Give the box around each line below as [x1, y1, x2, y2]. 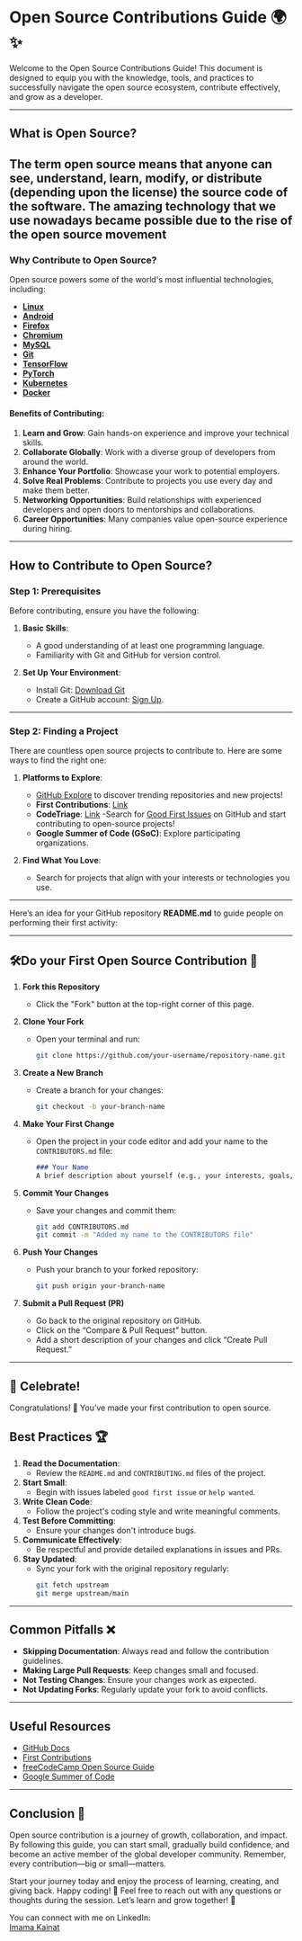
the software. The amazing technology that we [9, 199, 277, 214]
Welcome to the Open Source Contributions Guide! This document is [9, 62, 263, 73]
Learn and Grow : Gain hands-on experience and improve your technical [22, 428, 289, 439]
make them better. [22, 485, 90, 496]
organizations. [35, 837, 89, 848]
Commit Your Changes [22, 1187, 110, 1198]
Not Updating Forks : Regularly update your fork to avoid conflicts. [22, 1684, 268, 1695]
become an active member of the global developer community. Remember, [9, 1848, 287, 1859]
